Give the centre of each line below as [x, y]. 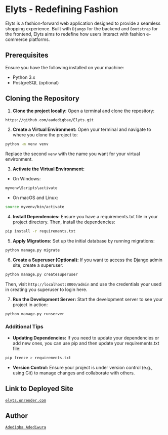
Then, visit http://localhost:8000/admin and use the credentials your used [83, 284]
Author [16, 416]
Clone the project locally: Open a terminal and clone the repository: [83, 111]
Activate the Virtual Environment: [49, 169]
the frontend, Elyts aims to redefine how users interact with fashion [75, 34]
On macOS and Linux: [35, 198]
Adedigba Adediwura [26, 427]
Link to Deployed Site [39, 389]
